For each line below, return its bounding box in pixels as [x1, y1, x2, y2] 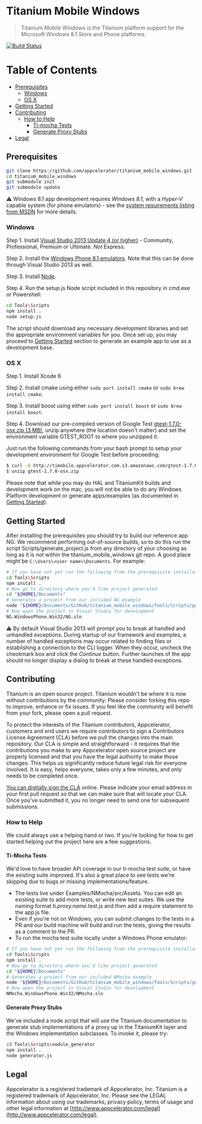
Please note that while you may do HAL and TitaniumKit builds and [6, 480, 171, 487]
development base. [6, 344, 54, 351]
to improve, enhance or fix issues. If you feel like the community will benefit [6, 703, 194, 710]
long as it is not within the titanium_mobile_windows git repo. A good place [6, 551, 191, 558]
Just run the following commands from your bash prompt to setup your [6, 445, 182, 452]
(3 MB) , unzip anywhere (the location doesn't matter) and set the [25, 427, 186, 434]
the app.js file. [14, 909, 50, 916]
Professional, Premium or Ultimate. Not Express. [6, 243, 126, 250]
